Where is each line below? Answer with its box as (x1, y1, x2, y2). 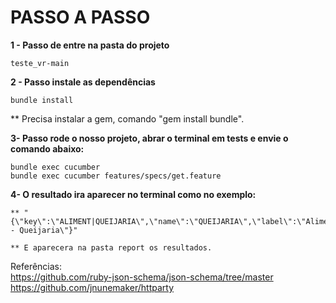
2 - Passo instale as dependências (10, 76, 156, 88)
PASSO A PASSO (10, 6, 151, 29)
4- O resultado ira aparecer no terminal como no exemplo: (10, 188, 257, 200)
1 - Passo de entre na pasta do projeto (10, 39, 170, 51)
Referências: (10, 260, 63, 272)
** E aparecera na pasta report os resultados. (10, 242, 213, 253)
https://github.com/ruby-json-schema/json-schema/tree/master (10, 271, 274, 283)
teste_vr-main (10, 58, 70, 68)
